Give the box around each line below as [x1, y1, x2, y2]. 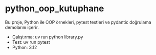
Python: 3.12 [12, 44, 37, 50]
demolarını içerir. [5, 24, 39, 30]
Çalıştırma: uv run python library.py [12, 34, 83, 40]
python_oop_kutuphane [5, 3, 104, 14]
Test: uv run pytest [12, 39, 50, 45]
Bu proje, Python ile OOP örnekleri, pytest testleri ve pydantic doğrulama [5, 19, 152, 25]
